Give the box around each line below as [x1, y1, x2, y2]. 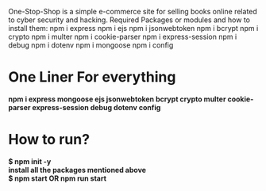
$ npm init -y [8, 156, 52, 166]
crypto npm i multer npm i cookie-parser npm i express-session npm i [8, 32, 237, 41]
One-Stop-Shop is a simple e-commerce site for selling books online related [8, 7, 258, 16]
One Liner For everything [8, 68, 176, 86]
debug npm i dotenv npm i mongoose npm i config [8, 40, 174, 50]
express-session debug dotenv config [31, 102, 161, 112]
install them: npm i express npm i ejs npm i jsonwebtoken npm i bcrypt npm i [8, 24, 259, 32]
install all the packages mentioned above [8, 165, 147, 174]
